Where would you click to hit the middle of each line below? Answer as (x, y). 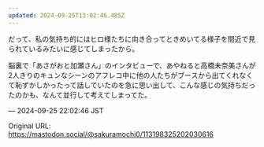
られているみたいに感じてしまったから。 (74, 49)
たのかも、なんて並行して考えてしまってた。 (80, 94)
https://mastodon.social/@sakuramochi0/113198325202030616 (111, 134)
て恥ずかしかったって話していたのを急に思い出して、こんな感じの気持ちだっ (132, 85)
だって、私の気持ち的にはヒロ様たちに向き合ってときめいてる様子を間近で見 (132, 39)
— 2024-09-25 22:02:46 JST (56, 110)
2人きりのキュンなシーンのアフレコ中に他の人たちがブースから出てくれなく (131, 75)
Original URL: (30, 126)
